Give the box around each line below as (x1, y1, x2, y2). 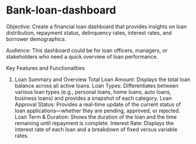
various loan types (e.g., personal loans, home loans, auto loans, (14, 88, 172, 95)
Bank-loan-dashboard (6, 4, 117, 17)
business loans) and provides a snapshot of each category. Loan (14, 95, 172, 102)
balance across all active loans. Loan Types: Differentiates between (14, 82, 178, 89)
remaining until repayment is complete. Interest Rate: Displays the (14, 119, 174, 126)
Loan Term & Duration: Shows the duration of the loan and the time (14, 113, 177, 120)
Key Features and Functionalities (6, 64, 85, 71)
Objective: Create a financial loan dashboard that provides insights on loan (6, 23, 187, 30)
